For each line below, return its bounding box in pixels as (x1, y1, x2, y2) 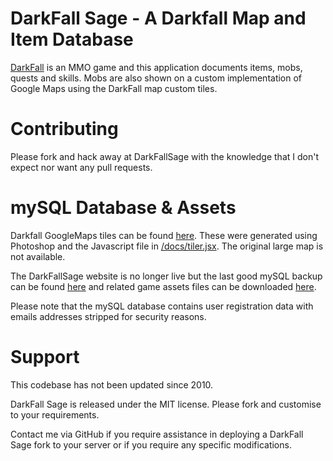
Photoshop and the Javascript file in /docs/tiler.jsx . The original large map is (10, 240, 324, 252)
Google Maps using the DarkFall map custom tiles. (10, 82, 218, 94)
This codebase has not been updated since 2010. (10, 378, 214, 391)
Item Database (10, 28, 134, 51)
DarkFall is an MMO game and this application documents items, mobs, (10, 61, 303, 73)
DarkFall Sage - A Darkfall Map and (10, 7, 307, 30)
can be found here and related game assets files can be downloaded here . (10, 280, 317, 292)
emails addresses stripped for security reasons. (10, 310, 207, 322)
